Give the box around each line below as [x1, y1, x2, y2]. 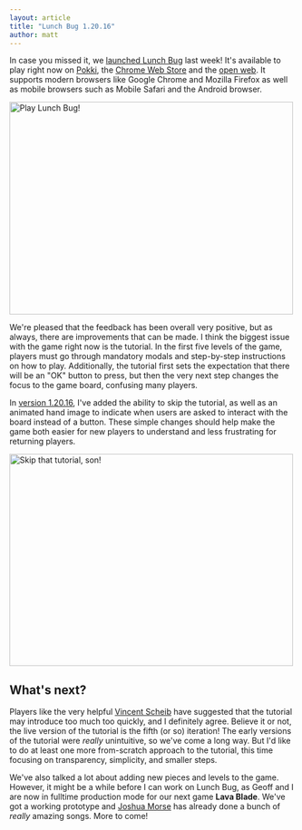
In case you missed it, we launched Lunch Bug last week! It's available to [9, 55, 281, 66]
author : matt [9, 30, 59, 39]
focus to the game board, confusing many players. [9, 380, 198, 391]
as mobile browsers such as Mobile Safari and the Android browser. [9, 83, 263, 95]
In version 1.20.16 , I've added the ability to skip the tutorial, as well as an [9, 397, 278, 408]
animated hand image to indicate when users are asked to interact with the [9, 407, 288, 418]
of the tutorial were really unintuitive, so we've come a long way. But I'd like [9, 736, 291, 747]
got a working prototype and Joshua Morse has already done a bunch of [9, 801, 281, 812]
